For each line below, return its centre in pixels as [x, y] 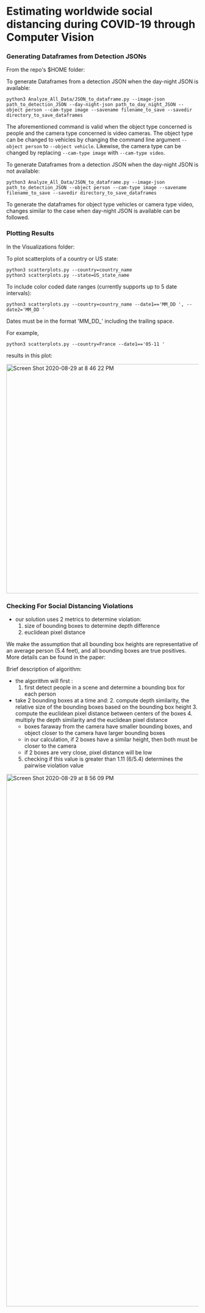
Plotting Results [31, 233]
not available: [23, 171]
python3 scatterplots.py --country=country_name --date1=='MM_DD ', [95, 304]
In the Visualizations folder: [41, 247]
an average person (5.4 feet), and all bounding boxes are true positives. [96, 651]
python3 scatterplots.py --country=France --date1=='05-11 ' [86, 344]
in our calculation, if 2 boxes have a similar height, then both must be [111, 740]
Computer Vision [50, 37]
